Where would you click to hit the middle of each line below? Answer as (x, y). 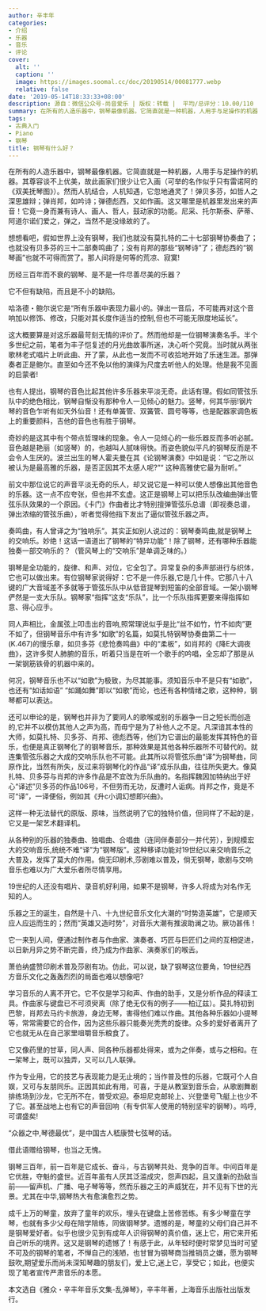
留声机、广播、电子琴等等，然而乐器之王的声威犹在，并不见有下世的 (140, 1187)
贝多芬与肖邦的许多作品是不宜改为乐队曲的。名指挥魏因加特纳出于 (136, 776)
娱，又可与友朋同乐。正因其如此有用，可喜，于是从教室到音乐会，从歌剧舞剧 (133, 1087)
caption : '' (35, 74)
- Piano (21, 133)
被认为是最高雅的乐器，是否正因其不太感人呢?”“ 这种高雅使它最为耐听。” (125, 467)
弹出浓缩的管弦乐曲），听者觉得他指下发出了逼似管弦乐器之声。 (110, 514)
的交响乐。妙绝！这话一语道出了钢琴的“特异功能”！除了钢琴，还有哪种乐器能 (133, 541)
